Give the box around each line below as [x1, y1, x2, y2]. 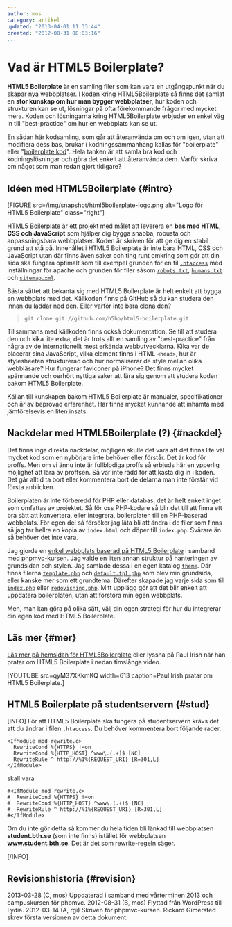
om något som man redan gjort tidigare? [7, 163, 122, 171]
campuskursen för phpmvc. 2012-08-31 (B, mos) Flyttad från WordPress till [7, 899, 222, 907]
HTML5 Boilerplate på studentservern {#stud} [7, 699, 211, 711]
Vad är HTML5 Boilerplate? [7, 60, 165, 75]
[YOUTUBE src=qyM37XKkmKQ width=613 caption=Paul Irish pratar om [7, 671, 213, 680]
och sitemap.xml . [7, 274, 56, 281]
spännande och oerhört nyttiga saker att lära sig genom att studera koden [7, 372, 218, 379]
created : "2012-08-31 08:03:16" [7, 29, 100, 37]
